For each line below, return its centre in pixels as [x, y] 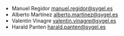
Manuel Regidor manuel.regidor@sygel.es [62, 8]
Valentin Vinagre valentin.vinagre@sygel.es [64, 21]
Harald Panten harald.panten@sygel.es [59, 27]
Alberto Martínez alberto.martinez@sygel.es [65, 15]
